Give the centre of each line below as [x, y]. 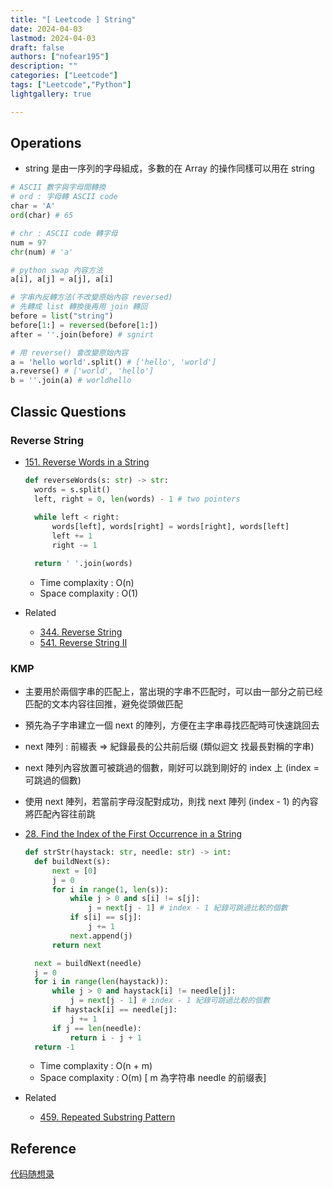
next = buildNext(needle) [88, 963]
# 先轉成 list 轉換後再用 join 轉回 [79, 307]
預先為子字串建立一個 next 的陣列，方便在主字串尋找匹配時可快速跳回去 [172, 725]
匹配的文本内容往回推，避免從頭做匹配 [103, 704]
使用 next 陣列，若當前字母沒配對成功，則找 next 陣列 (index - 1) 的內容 [171, 802]
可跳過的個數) [53, 780]
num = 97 [28, 242]
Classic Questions [68, 411]
